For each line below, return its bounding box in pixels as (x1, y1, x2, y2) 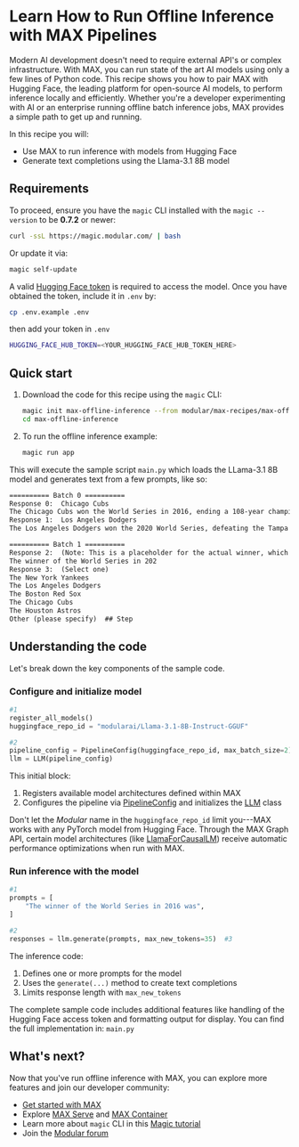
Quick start (9, 365, 73, 380)
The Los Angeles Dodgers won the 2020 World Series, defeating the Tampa (9, 524, 289, 533)
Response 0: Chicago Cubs (9, 499, 109, 508)
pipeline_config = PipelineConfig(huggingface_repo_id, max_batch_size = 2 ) (9, 746, 293, 755)
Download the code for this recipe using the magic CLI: (21, 389, 222, 400)
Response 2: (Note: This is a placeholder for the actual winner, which (9, 548, 289, 557)
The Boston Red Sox (9, 590, 82, 598)
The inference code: (9, 950, 84, 961)
